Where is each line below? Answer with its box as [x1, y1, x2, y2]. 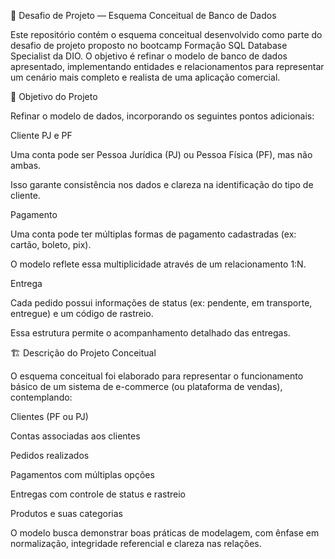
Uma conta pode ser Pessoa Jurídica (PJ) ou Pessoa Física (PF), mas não [10, 149, 313, 160]
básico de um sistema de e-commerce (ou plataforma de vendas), [10, 381, 283, 392]
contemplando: [10, 391, 73, 403]
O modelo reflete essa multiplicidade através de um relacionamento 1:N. [10, 258, 307, 270]
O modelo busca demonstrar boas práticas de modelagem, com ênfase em [10, 527, 320, 539]
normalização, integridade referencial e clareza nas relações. [10, 538, 262, 549]
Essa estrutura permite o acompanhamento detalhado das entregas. [10, 327, 291, 339]
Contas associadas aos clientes [10, 430, 141, 442]
